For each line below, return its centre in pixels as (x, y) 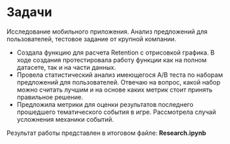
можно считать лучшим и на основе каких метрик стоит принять (115, 89)
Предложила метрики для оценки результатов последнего (105, 104)
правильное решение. (50, 97)
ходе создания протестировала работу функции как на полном (112, 59)
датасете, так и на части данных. (66, 67)
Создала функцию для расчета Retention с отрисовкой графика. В (116, 52)
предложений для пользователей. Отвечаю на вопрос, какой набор (119, 82)
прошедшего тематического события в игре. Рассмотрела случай (116, 112)
